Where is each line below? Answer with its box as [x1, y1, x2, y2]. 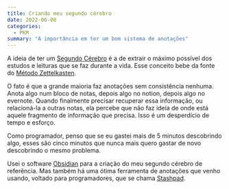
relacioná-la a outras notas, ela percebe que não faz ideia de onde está [7, 104, 209, 112]
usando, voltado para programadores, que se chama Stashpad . [7, 174, 186, 182]
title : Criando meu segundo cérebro [7, 10, 112, 17]
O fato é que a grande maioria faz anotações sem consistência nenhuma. [7, 82, 214, 90]
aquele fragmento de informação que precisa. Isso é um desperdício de [7, 111, 210, 120]
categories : [7, 23, 41, 29]
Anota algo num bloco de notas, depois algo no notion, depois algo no [7, 90, 206, 98]
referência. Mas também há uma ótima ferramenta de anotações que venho [7, 167, 221, 175]
